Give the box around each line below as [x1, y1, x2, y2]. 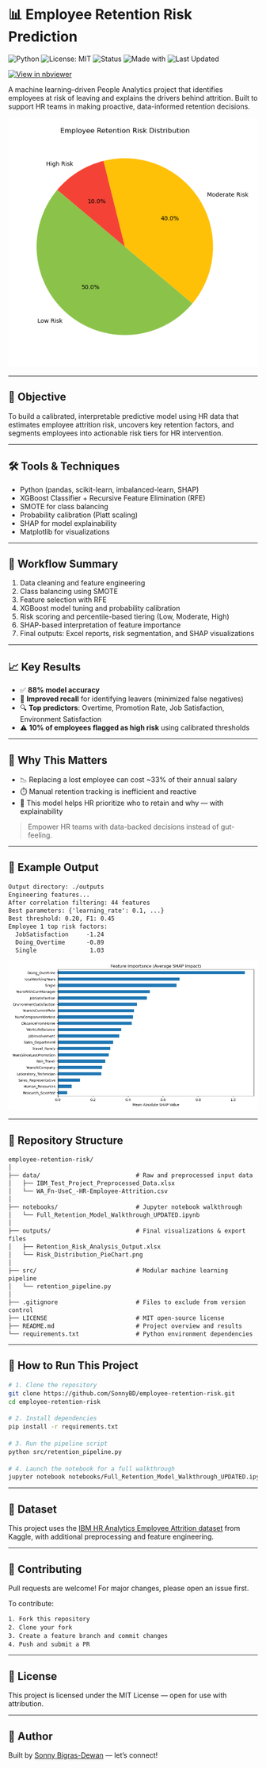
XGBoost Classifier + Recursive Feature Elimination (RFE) [19, 493, 206, 503]
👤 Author [8, 1729, 53, 1743]
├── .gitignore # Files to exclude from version [8, 1298, 246, 1306]
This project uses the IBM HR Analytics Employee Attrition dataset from [8, 1524, 241, 1533]
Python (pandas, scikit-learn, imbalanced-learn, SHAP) [19, 485, 199, 494]
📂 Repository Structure [8, 1133, 123, 1147]
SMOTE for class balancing [19, 501, 108, 511]
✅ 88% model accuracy [19, 685, 101, 695]
